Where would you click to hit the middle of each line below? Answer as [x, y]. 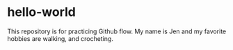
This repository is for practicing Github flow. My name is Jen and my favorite [117, 31]
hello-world [42, 12]
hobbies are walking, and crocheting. [60, 38]
